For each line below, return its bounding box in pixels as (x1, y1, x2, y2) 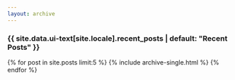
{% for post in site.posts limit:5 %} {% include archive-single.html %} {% (7, 58, 219, 67)
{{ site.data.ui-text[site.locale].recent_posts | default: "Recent (7, 33, 228, 43)
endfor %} (7, 65, 38, 74)
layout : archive (7, 10, 55, 18)
